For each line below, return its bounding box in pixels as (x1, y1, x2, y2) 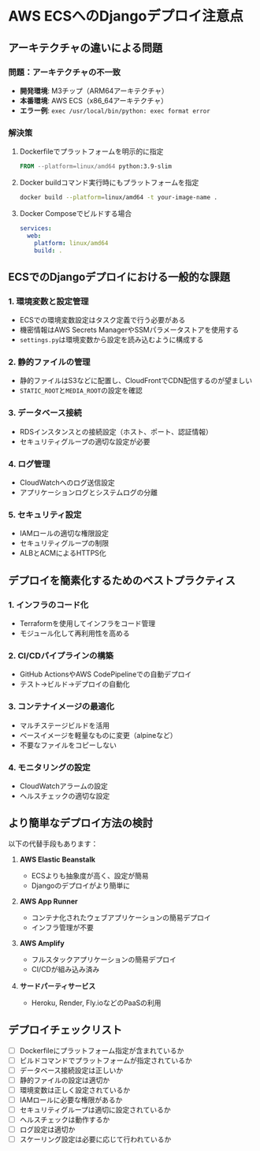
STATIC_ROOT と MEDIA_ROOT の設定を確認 (19, 386, 143, 395)
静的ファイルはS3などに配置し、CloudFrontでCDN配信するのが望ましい (19, 376, 253, 386)
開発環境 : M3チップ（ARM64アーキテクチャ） (19, 86, 169, 95)
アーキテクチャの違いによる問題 (8, 41, 163, 54)
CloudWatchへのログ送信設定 (19, 478, 116, 487)
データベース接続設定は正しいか (19, 1065, 124, 1075)
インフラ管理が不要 (31, 922, 95, 932)
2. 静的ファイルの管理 (8, 356, 91, 367)
